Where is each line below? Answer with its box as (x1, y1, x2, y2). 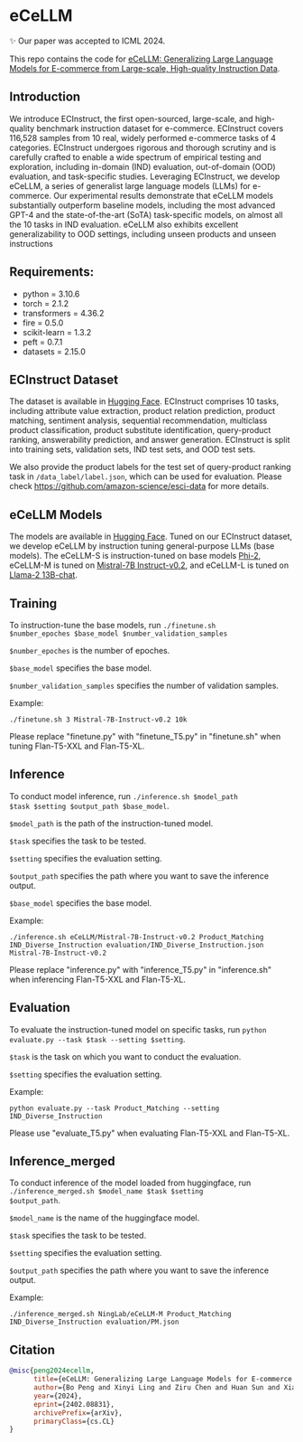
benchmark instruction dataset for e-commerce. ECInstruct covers (36, 123, 284, 134)
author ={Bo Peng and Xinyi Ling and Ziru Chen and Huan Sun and (32, 1383, 280, 1392)
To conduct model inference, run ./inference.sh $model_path (9, 790, 239, 801)
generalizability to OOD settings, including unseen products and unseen (9, 228, 277, 240)
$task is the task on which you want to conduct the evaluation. (9, 1051, 242, 1062)
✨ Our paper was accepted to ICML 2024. (9, 35, 166, 46)
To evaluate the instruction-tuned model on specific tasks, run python (9, 1023, 267, 1035)
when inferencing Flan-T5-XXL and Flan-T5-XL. (9, 974, 187, 985)
